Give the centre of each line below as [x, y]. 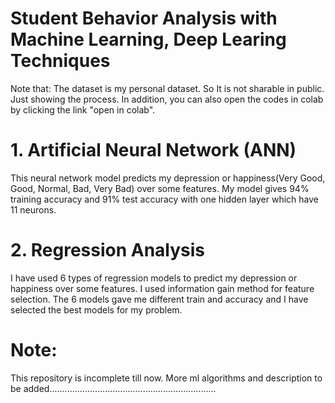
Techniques [60, 61]
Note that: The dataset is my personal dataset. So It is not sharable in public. [167, 88]
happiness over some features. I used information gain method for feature [162, 288]
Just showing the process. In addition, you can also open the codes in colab [167, 99]
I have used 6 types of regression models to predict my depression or [154, 278]
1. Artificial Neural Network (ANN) [153, 150]
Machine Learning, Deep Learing [148, 39]
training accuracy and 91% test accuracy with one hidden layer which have [165, 199]
